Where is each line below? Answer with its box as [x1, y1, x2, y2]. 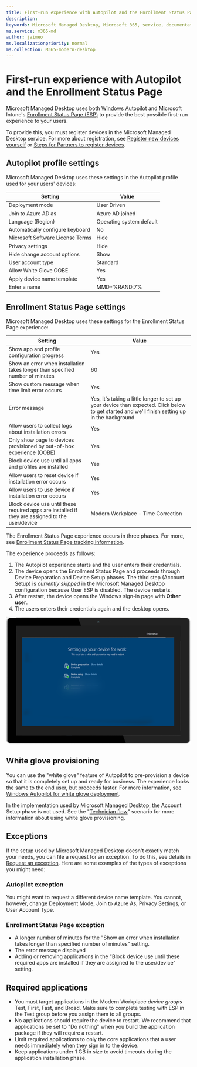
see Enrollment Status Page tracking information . [6, 538, 124, 545]
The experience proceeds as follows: [6, 550, 96, 557]
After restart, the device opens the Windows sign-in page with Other [14, 592, 181, 599]
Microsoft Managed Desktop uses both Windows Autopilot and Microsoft [6, 105, 182, 112]
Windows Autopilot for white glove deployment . [6, 790, 121, 797]
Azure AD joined [96, 209, 136, 217]
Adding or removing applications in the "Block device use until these [14, 953, 180, 960]
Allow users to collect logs [8, 422, 72, 429]
